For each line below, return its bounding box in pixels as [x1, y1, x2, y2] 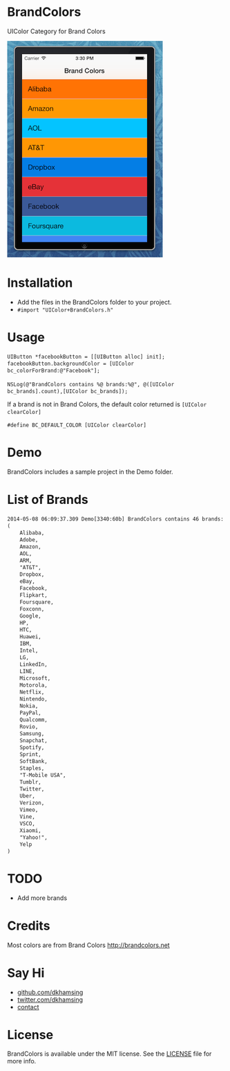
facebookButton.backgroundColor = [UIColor [7, 360, 135, 367]
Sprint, [19, 750, 41, 758]
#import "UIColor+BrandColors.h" [17, 306, 114, 314]
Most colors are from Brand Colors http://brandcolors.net [7, 941, 171, 949]
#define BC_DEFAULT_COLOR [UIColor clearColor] [7, 422, 147, 429]
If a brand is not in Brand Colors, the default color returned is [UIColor [7, 399, 207, 408]
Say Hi [7, 965, 45, 980]
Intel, [19, 647, 39, 654]
